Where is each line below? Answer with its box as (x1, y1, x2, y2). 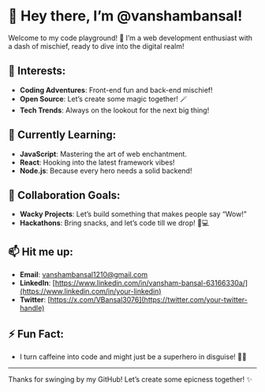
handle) (19, 303, 45, 313)
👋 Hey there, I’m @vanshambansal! (8, 7, 243, 25)
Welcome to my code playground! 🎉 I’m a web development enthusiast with (8, 33, 253, 43)
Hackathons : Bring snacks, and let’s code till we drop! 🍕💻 (19, 218, 210, 227)
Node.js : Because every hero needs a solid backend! (19, 165, 192, 176)
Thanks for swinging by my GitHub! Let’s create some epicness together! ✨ (8, 375, 252, 384)
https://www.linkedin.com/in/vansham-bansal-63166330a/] (54, 279, 248, 288)
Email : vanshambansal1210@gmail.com (19, 270, 148, 279)
